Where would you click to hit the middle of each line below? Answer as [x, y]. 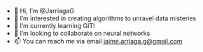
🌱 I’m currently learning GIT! [55, 26]
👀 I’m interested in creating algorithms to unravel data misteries [105, 18]
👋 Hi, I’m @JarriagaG [44, 11]
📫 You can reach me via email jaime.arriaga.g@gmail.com [98, 41]
